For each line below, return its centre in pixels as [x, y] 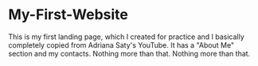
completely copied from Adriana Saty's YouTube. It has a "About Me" [121, 45]
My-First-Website [68, 15]
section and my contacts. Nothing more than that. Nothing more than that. [129, 53]
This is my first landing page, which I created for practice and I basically [126, 37]
